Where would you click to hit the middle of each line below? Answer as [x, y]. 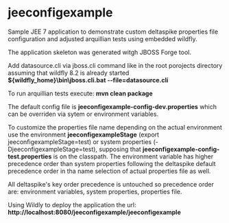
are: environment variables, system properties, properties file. [95, 191]
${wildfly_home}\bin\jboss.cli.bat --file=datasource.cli [88, 80]
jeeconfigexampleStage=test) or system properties [80, 141]
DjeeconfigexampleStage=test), [53, 149]
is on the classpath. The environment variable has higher [133, 156]
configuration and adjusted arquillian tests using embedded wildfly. [103, 38]
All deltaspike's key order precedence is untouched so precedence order [111, 184]
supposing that [120, 149]
